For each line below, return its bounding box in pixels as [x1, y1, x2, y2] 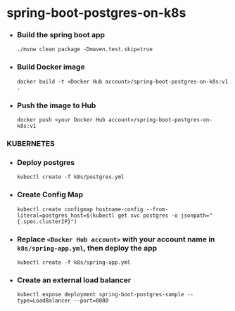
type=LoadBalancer [16, 297, 71, 305]
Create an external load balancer [16, 275, 132, 285]
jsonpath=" [181, 212, 212, 219]
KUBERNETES [6, 139, 56, 148]
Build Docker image [16, 62, 85, 72]
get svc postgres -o [118, 212, 178, 219]
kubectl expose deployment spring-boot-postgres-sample [16, 291, 184, 298]
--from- [146, 206, 169, 213]
